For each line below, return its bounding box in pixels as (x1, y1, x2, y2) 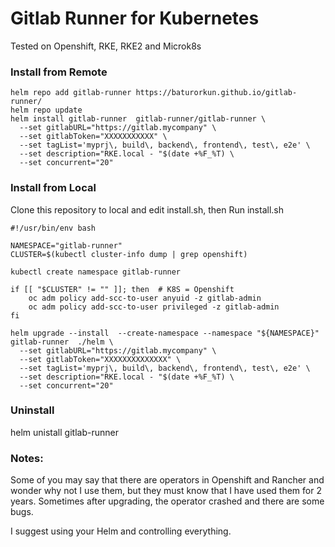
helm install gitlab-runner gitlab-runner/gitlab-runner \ (10, 114, 267, 124)
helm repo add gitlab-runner (10, 88, 132, 98)
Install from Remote (10, 65, 108, 79)
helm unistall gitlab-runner (10, 426, 119, 438)
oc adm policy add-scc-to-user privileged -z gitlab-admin (28, 302, 280, 312)
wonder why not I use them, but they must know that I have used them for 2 (10, 485, 322, 497)
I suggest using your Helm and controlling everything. (10, 525, 232, 537)
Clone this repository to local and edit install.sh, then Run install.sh (10, 203, 284, 216)
